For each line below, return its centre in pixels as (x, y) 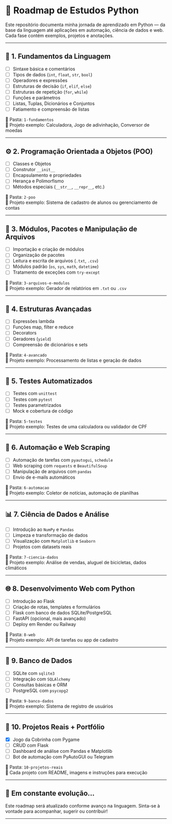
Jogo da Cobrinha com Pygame (46, 739)
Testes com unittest (35, 394)
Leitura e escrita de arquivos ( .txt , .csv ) (56, 261)
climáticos (16, 568)
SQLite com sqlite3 (34, 673)
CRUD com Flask (30, 745)
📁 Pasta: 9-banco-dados (29, 701)
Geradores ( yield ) (32, 339)
